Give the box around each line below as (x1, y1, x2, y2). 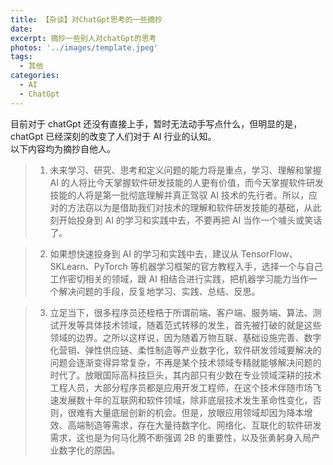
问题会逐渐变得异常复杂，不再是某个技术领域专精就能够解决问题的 (49, 356, 322, 368)
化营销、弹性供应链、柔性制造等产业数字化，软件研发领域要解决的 (49, 344, 322, 356)
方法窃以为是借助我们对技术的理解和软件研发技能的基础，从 (67, 201, 313, 213)
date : (10, 24, 33, 34)
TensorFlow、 (240, 247, 298, 260)
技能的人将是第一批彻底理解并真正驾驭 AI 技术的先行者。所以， (49, 189, 309, 201)
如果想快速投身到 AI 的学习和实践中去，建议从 (49, 247, 239, 260)
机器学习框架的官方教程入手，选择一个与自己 (138, 260, 323, 272)
